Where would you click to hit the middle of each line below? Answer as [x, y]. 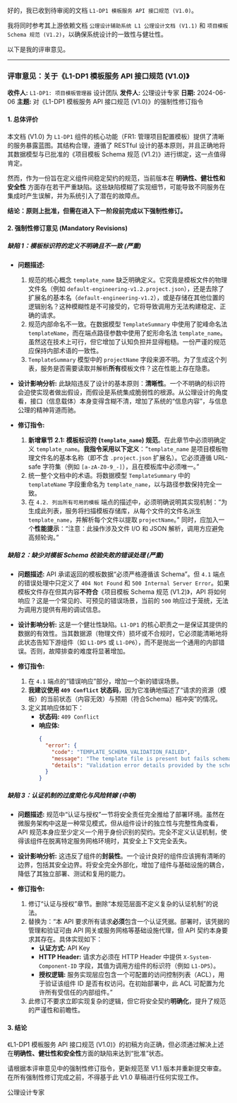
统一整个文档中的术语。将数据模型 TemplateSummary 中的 [109, 476]
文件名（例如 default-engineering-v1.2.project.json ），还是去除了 [126, 289]
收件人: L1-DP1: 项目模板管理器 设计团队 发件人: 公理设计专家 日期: [102, 93]
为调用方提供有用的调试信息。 [61, 610]
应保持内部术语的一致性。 [65, 351]
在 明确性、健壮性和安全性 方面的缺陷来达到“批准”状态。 [87, 1053]
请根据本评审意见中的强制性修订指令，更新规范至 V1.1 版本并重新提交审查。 [116, 1068]
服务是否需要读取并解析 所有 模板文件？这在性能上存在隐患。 [127, 368]
